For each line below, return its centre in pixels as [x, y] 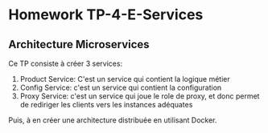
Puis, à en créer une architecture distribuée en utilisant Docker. [113, 120]
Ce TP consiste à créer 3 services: [66, 63]
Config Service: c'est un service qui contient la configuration [121, 87]
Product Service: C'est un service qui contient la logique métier [125, 79]
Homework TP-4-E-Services [106, 15]
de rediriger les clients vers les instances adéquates [106, 105]
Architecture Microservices [79, 44]
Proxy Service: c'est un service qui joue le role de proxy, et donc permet [140, 96]
